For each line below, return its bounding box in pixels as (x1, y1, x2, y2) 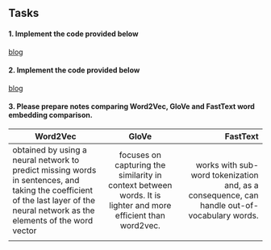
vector (12, 225, 37, 236)
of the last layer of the (12, 195, 95, 206)
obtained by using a (12, 144, 87, 156)
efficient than (115, 210, 165, 221)
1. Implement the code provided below (8, 28, 139, 39)
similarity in (118, 169, 162, 181)
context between (108, 180, 173, 190)
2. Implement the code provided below (8, 65, 140, 75)
